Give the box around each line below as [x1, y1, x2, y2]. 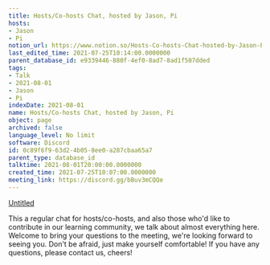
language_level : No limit [8, 131, 95, 139]
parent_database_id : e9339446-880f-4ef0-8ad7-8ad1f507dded [8, 57, 211, 65]
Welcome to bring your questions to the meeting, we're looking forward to [8, 230, 253, 240]
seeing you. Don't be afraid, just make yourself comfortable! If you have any [8, 238, 260, 249]
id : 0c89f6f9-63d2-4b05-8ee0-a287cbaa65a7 [8, 146, 153, 154]
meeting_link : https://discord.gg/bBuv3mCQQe [8, 176, 163, 185]
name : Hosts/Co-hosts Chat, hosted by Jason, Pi [8, 109, 174, 117]
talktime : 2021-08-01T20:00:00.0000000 [8, 161, 142, 169]
